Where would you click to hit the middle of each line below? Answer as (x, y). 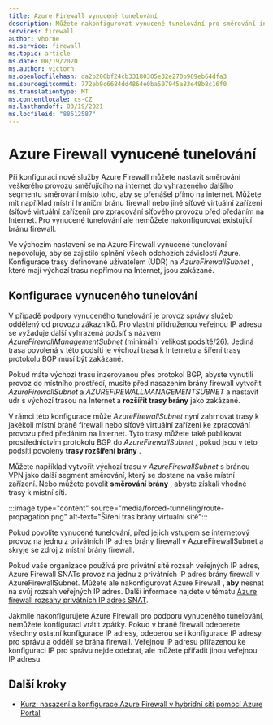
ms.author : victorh (41, 69)
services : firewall (41, 31)
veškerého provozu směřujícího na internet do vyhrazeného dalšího (121, 185)
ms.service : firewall (45, 46)
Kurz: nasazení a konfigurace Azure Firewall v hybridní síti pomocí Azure (141, 704)
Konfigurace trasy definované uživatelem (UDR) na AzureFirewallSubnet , (131, 262)
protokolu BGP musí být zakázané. (66, 358)
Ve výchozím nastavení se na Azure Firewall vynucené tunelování (118, 244)
